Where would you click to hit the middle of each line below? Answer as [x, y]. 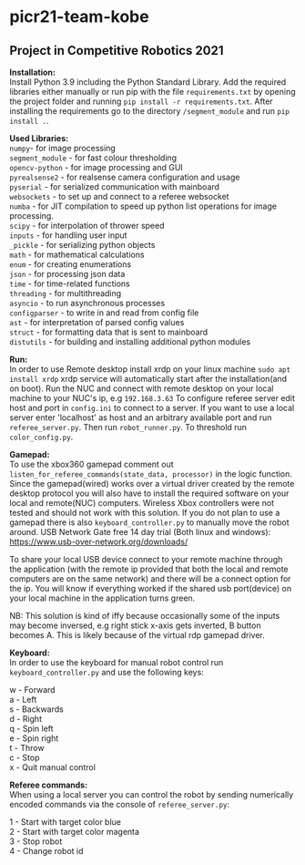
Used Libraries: [39, 138]
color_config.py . [41, 437]
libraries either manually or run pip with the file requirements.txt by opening [152, 92]
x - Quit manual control [52, 767]
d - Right [26, 719]
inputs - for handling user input [68, 235]
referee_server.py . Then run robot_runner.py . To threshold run [128, 427]
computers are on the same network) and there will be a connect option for [150, 579]
